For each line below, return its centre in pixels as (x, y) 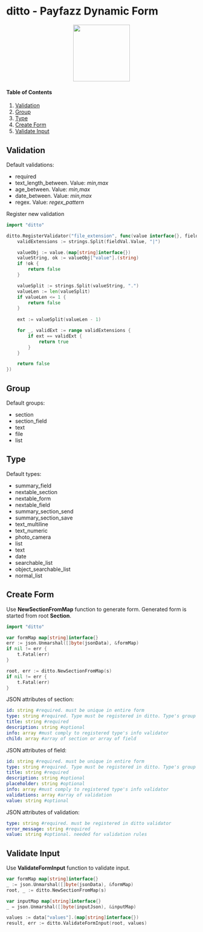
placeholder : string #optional (46, 784)
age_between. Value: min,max (53, 189)
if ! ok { (28, 264)
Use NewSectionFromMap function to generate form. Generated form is (96, 609)
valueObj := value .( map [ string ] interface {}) (74, 252)
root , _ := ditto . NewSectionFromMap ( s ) (56, 890)
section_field (31, 421)
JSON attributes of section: (40, 699)
